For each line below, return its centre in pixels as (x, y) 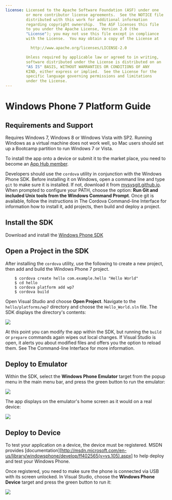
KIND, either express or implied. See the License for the (91, 72)
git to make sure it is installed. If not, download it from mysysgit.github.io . (83, 185)
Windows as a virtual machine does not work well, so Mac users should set (84, 143)
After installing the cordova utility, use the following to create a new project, (84, 263)
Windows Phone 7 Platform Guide (78, 106)
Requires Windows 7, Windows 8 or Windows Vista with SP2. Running (79, 137)
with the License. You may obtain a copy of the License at (92, 39)
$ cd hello (26, 283)
